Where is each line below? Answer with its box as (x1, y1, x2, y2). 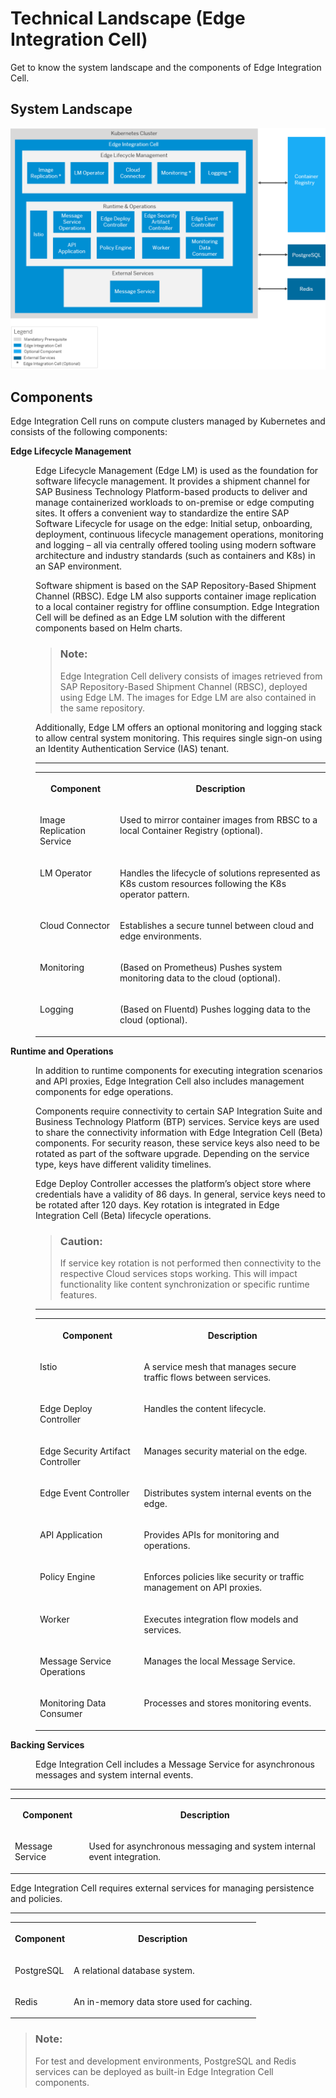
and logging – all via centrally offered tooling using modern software (35, 539, 317, 551)
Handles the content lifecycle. (143, 1403, 267, 1415)
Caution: (59, 1234, 103, 1248)
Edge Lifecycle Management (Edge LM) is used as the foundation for (35, 465, 319, 477)
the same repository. (59, 702, 145, 714)
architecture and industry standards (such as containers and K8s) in (35, 550, 316, 562)
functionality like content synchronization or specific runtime (59, 1278, 310, 1291)
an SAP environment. (35, 560, 123, 572)
